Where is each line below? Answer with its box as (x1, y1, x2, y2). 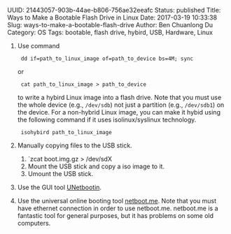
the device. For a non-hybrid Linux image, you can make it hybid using (17, 108, 220, 116)
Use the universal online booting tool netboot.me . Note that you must (17, 197, 217, 205)
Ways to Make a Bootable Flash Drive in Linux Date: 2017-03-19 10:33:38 (7, 13, 218, 22)
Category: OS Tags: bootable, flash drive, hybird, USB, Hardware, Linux (7, 28, 213, 36)
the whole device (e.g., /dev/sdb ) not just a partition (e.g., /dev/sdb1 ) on (17, 101, 225, 109)
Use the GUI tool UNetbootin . (17, 183, 102, 191)
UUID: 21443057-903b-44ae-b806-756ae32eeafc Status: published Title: (7, 6, 221, 14)
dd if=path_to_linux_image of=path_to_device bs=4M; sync (20, 55, 194, 62)
